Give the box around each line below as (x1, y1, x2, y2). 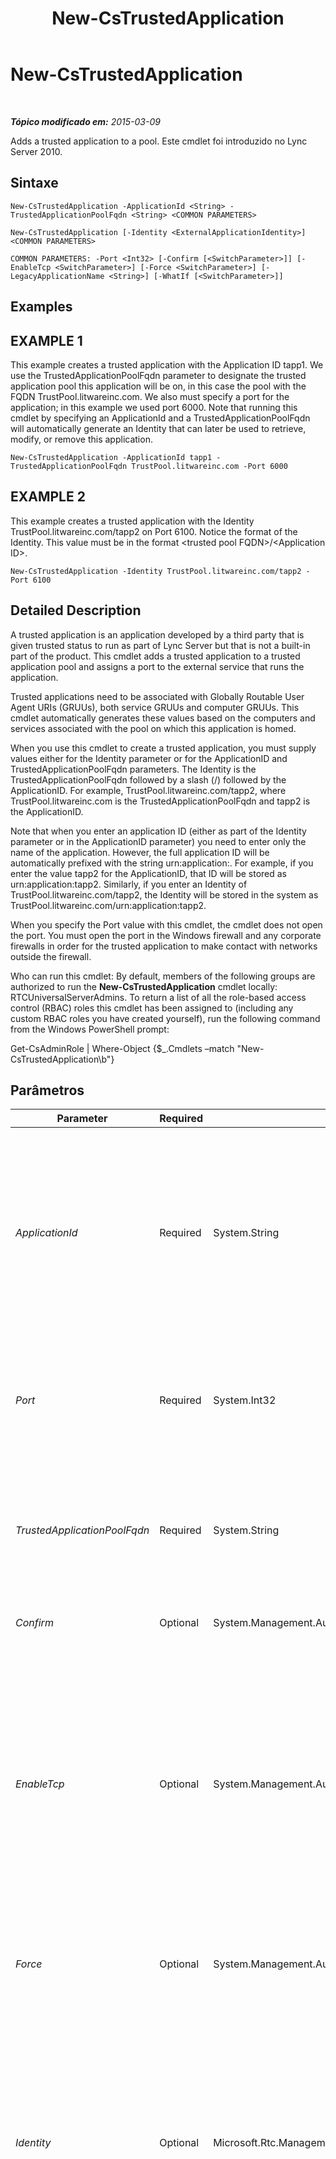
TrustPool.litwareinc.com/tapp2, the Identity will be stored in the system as (10, 888, 319, 901)
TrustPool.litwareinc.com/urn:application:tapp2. (10, 899, 207, 911)
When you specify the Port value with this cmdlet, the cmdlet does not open (10, 918, 323, 931)
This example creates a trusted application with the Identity (10, 515, 255, 527)
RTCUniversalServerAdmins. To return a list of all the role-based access (10, 991, 307, 1003)
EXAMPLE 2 (10, 488, 86, 506)
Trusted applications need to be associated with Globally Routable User (10, 690, 305, 702)
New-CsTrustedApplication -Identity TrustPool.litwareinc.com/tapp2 (10, 566, 302, 576)
